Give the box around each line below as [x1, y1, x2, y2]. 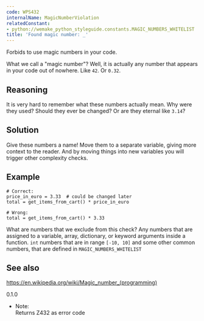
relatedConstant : [6, 20, 51, 26]
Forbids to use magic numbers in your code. [6, 48, 118, 56]
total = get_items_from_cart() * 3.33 [6, 215, 105, 221]
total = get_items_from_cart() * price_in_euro [6, 199, 130, 205]
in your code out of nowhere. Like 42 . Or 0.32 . [6, 67, 121, 74]
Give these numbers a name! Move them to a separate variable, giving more [6, 141, 197, 149]
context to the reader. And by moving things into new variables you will [6, 147, 185, 155]
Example [6, 172, 40, 182]
